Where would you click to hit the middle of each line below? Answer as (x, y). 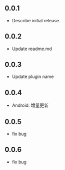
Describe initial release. (36, 20)
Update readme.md (32, 49)
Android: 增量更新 (30, 105)
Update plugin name (33, 77)
